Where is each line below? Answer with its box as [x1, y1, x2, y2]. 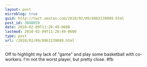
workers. [5, 56, 23, 62]
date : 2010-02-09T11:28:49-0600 [5, 25, 70, 30]
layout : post [5, 7, 31, 12]
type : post [5, 34, 27, 39]
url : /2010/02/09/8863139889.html [5, 38, 75, 43]
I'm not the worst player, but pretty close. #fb [23, 56, 114, 62]
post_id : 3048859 [5, 20, 40, 25]
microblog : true [5, 11, 38, 16]
